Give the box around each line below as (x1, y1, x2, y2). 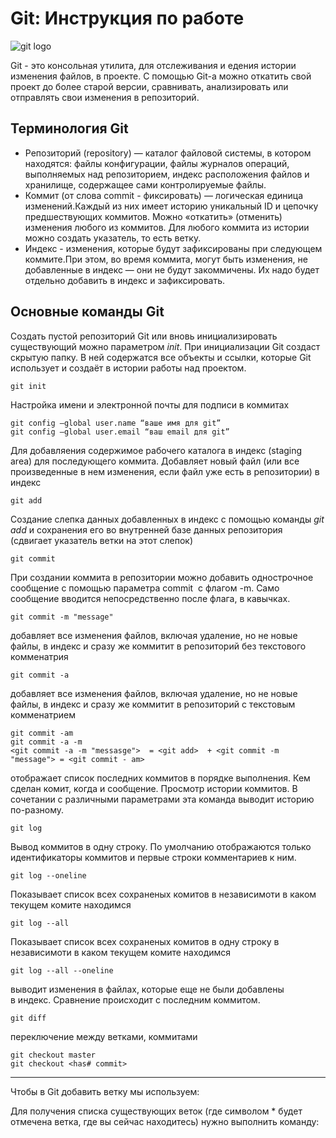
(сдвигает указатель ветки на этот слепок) (10, 534, 193, 546)
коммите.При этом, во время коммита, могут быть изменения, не (24, 253, 308, 265)
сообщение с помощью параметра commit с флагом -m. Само (10, 582, 280, 594)
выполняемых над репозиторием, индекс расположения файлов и (24, 168, 310, 180)
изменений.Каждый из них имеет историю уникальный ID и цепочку (24, 200, 319, 212)
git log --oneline (10, 870, 87, 881)
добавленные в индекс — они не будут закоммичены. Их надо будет (24, 263, 320, 276)
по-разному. (10, 803, 65, 816)
